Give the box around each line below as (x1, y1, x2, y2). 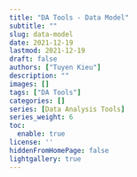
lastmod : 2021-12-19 (9, 46, 86, 55)
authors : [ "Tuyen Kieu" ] (9, 63, 101, 72)
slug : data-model (9, 29, 74, 38)
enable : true (17, 130, 66, 139)
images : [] (9, 80, 50, 88)
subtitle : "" (9, 21, 58, 30)
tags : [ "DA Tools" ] (9, 88, 82, 97)
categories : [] (9, 96, 66, 105)
